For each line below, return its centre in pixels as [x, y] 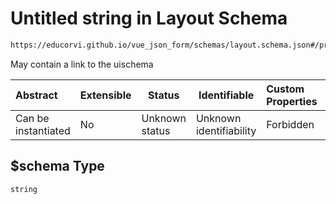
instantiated [43, 130]
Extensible [105, 95]
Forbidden [290, 124]
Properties [292, 101]
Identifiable [226, 95]
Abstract [36, 95]
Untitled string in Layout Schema [149, 18]
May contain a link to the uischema [82, 64]
